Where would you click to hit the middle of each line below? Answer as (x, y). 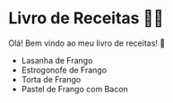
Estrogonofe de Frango (64, 70)
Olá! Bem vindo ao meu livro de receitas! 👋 (87, 43)
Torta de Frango (51, 79)
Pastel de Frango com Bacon (75, 89)
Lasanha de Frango (57, 60)
